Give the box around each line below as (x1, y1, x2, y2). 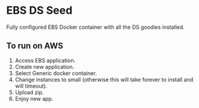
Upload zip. (14, 88, 44, 96)
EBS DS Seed (6, 4, 73, 17)
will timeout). (14, 82, 48, 89)
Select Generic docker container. (14, 70, 97, 77)
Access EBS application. (14, 56, 76, 64)
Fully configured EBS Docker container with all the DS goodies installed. (6, 23, 185, 31)
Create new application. (14, 63, 74, 70)
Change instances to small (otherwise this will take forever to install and (14, 76, 194, 83)
